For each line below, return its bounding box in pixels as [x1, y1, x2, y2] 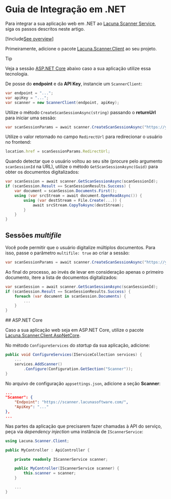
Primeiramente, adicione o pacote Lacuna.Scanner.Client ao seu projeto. [5, 45, 157, 51]
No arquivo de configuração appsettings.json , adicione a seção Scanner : [5, 380, 161, 386]
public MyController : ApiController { [5, 448, 90, 453]
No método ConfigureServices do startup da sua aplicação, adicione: [5, 343, 150, 349]
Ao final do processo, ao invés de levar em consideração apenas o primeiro [5, 269, 164, 275]
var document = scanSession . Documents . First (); [14, 189, 117, 194]
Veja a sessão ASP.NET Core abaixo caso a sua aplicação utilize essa [5, 65, 151, 71]
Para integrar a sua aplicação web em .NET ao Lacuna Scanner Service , [5, 20, 156, 27]
